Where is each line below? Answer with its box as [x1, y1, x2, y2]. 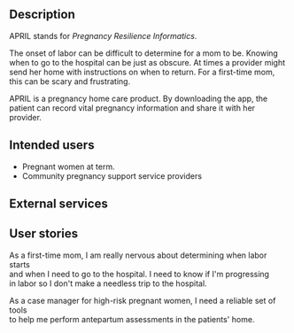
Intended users [9, 137, 95, 153]
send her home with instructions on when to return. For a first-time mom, [9, 66, 275, 77]
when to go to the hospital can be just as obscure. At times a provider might [9, 57, 286, 67]
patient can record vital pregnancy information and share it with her [9, 102, 255, 113]
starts [9, 259, 31, 269]
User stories [9, 226, 78, 242]
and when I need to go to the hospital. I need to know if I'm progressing [9, 268, 270, 279]
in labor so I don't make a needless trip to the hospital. [9, 278, 207, 289]
